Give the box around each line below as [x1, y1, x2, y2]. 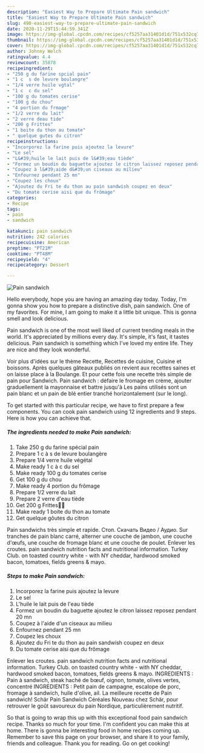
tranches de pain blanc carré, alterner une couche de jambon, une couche [7, 532, 192, 540]
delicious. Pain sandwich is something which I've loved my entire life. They [7, 340, 193, 347]
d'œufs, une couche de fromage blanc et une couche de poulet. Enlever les [7, 539, 196, 546]
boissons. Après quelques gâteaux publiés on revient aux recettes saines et [7, 364, 196, 371]
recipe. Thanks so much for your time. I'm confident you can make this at [7, 720, 189, 728]
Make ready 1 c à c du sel [15, 463, 79, 470]
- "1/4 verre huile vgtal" [7, 82, 75, 88]
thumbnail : [7, 37, 35, 43]
